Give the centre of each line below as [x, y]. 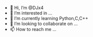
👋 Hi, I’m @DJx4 [27, 8]
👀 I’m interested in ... [31, 13]
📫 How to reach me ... [33, 29]
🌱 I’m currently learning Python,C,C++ [49, 18]
